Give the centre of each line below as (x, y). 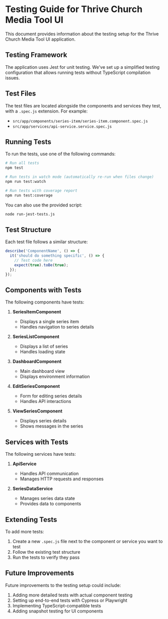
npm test (14, 168)
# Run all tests (22, 163)
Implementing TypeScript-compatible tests (57, 605)
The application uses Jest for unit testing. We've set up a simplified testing (82, 67)
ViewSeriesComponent (37, 411)
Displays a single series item (50, 322)
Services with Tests (37, 442)
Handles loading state (43, 352)
